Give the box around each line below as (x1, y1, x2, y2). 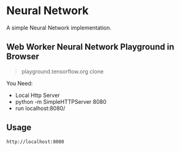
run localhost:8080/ (15, 104, 66, 112)
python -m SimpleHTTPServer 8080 (15, 98, 107, 105)
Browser (6, 52, 40, 62)
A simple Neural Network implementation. (6, 24, 112, 31)
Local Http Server (15, 91, 60, 99)
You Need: (6, 79, 33, 87)
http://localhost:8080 (6, 139, 64, 145)
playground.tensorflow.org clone (21, 68, 104, 75)
